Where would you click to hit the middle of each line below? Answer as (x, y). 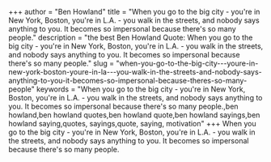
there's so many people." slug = (61, 63)
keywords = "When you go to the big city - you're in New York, (141, 89)
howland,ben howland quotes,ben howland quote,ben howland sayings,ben (134, 115)
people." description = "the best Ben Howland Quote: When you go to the (131, 37)
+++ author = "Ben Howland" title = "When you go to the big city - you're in (134, 12)
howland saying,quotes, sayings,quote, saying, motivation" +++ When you (132, 124)
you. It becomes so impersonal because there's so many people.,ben (123, 106)
